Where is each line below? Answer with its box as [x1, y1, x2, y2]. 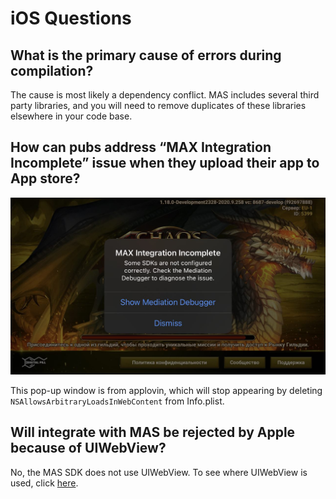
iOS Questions [10, 7, 132, 30]
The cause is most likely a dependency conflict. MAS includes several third [10, 89, 320, 101]
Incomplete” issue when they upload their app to [10, 155, 320, 172]
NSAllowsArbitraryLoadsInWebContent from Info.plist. [10, 395, 225, 407]
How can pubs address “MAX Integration [10, 139, 272, 156]
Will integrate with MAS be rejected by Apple [10, 424, 296, 441]
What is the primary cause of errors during [10, 47, 282, 64]
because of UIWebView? [10, 440, 167, 457]
